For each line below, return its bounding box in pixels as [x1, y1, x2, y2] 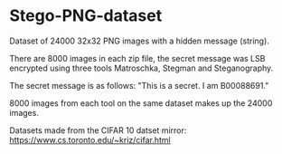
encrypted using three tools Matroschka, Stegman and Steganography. [9, 63, 274, 73]
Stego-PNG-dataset [9, 5, 163, 26]
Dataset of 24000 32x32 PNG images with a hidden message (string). [9, 35, 269, 46]
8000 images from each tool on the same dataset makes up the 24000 [9, 97, 273, 109]
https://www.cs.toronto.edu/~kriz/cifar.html [9, 134, 171, 145]
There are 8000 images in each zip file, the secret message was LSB [9, 53, 266, 63]
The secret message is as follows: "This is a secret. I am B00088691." [9, 80, 269, 91]
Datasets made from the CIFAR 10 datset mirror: [9, 124, 187, 136]
